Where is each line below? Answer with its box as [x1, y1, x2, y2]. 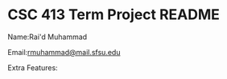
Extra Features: [7, 62, 58, 73]
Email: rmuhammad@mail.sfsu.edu [7, 47, 121, 57]
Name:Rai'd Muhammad [7, 32, 88, 41]
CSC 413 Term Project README [7, 6, 221, 24]
